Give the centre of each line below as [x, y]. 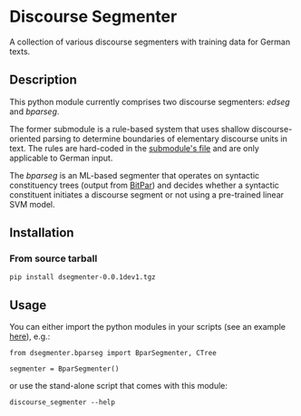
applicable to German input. [61, 158]
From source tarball [53, 258]
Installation [42, 233]
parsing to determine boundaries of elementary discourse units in [165, 139]
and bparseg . [34, 111]
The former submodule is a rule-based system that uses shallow [130, 129]
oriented [25, 139]
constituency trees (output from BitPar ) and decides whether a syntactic [144, 185]
